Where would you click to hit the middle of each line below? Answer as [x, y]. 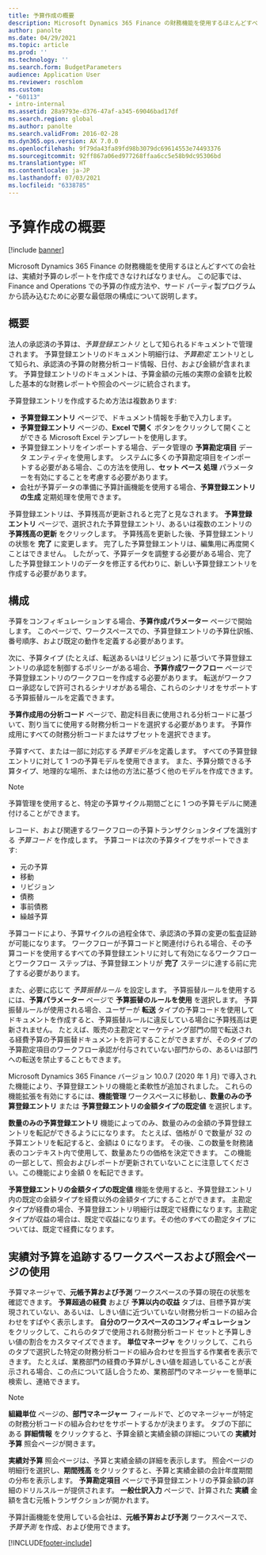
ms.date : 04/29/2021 [42, 38]
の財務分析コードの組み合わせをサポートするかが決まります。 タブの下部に [130, 1424]
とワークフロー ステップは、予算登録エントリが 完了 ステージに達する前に [129, 963]
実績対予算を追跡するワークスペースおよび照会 [122, 1257]
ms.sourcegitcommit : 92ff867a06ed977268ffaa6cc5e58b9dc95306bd [115, 156]
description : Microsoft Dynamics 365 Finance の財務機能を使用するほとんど [127, 23]
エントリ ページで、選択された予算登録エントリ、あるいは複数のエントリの [130, 523]
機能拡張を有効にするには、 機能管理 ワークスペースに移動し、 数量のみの [127, 1096]
